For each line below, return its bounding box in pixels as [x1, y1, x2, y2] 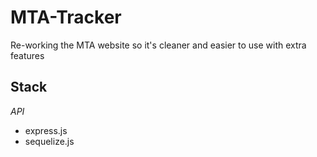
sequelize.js [24, 135, 75, 147]
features [10, 49, 45, 61]
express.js [24, 124, 68, 136]
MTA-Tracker [10, 6, 122, 29]
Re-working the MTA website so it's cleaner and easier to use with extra [10, 39, 307, 51]
